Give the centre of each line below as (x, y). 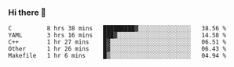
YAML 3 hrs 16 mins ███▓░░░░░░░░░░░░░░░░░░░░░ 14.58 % (117, 35)
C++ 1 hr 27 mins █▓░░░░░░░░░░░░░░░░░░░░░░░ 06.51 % (117, 42)
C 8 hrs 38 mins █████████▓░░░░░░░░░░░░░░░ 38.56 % (117, 29)
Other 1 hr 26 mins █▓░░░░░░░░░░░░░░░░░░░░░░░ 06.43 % (117, 49)
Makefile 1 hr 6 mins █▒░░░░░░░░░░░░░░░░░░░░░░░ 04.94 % (117, 56)
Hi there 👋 (27, 12)
